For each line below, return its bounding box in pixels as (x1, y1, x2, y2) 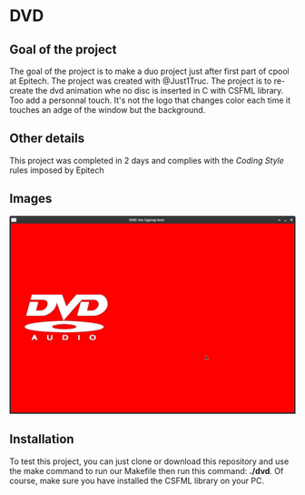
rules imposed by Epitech (9, 165, 104, 176)
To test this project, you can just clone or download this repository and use (9, 456, 290, 467)
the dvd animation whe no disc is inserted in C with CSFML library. (34, 86, 284, 96)
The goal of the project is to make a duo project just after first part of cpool (9, 66, 290, 76)
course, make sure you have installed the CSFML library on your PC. (9, 475, 265, 486)
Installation (9, 431, 74, 447)
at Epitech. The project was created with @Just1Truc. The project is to (9, 76, 272, 86)
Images (9, 191, 53, 207)
